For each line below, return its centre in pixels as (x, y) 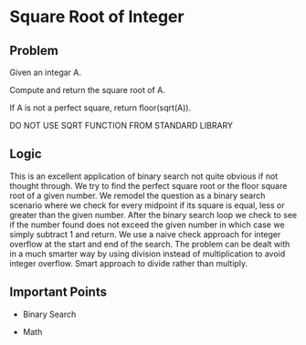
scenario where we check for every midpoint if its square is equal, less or (147, 205)
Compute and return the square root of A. (88, 90)
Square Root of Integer (97, 17)
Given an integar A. (46, 72)
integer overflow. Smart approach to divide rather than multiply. (129, 263)
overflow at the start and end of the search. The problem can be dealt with (150, 244)
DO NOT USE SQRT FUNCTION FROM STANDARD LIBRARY (121, 125)
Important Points (58, 293)
